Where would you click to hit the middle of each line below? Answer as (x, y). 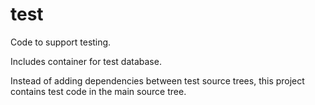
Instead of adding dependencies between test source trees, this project (157, 80)
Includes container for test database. (86, 61)
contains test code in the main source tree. (98, 91)
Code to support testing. (61, 42)
